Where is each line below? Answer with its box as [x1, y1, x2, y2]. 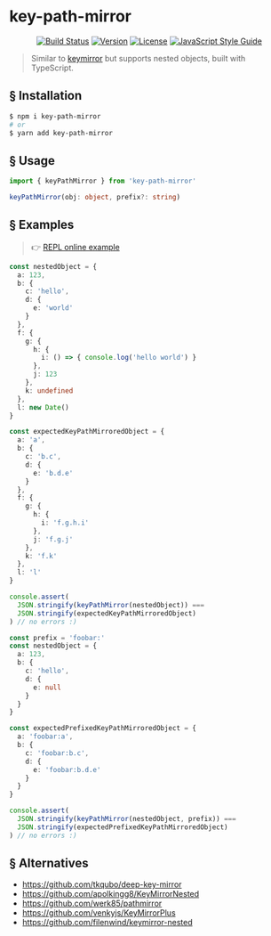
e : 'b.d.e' [32, 468, 74, 477]
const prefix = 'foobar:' [9, 633, 105, 642]
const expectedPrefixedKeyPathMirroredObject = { [9, 724, 197, 733]
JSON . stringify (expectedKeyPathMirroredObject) [17, 608, 197, 618]
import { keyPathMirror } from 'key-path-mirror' [9, 176, 197, 186]
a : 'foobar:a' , [17, 732, 74, 741]
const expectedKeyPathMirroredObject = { [9, 427, 165, 436]
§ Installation [9, 88, 83, 103]
